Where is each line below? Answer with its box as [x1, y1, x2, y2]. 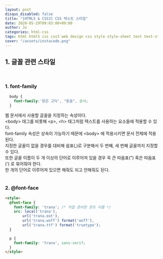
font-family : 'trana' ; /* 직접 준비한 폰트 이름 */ [14, 205, 112, 210]
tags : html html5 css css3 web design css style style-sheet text [5, 34, 142, 39]
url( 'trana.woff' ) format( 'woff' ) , [22, 218, 95, 223]
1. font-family [5, 83, 37, 90]
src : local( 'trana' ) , [14, 209, 57, 214]
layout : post [5, 7, 32, 12]
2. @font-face [5, 185, 39, 192]
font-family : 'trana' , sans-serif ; [14, 241, 86, 245]
